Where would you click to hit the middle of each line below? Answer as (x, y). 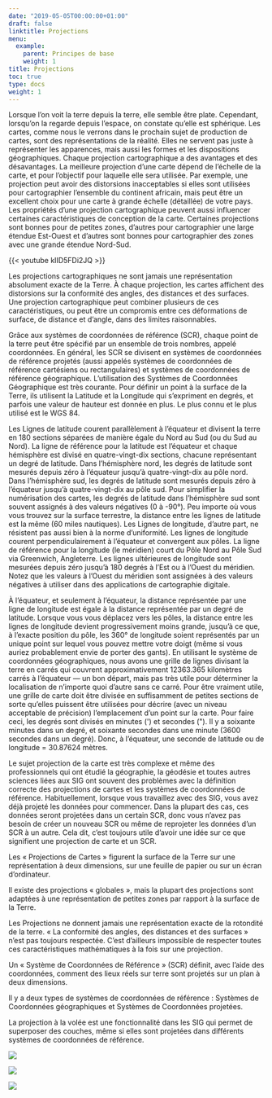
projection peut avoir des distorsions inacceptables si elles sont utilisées (130, 184)
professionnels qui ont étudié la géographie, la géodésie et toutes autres (130, 772)
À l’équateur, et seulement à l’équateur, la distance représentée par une (127, 600)
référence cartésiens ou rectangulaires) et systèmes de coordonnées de (130, 370)
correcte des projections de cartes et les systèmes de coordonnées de (127, 789)
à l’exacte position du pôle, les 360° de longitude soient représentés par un (134, 635)
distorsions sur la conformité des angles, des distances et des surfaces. (129, 293)
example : (30, 46)
